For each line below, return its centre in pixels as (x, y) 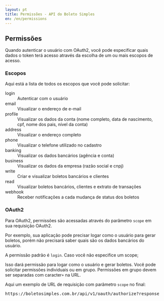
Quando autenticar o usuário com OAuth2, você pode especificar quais (77, 50)
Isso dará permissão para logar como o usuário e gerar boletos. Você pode (81, 264)
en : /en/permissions (26, 19)
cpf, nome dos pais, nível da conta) (52, 125)
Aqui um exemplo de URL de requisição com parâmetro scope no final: (75, 284)
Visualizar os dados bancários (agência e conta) (66, 156)
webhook (14, 192)
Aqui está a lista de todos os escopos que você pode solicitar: (68, 84)
